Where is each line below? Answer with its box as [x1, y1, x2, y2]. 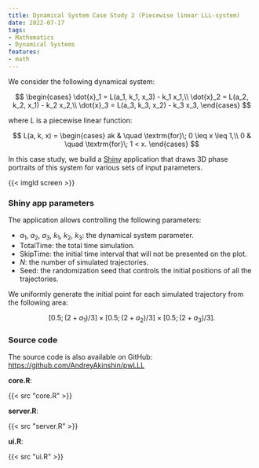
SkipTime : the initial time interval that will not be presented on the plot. [19, 249, 247, 258]
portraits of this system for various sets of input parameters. [8, 163, 202, 172]
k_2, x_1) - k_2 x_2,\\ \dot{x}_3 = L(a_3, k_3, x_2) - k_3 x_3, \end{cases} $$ [13, 100, 251, 110]
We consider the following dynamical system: [8, 76, 155, 86]
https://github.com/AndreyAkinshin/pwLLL [8, 360, 145, 370]
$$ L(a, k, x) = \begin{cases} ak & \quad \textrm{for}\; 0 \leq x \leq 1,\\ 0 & [13, 130, 251, 140]
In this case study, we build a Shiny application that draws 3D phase [8, 154, 228, 163]
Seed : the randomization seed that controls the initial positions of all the [19, 265, 252, 275]
